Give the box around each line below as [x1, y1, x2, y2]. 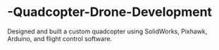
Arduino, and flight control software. [7, 34, 113, 42]
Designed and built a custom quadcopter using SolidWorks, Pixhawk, [7, 27, 208, 35]
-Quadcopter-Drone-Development [7, 4, 213, 20]
